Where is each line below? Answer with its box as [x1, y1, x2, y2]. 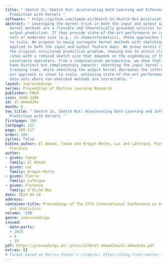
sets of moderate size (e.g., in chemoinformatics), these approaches [9, 35, 159, 40]
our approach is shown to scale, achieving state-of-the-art [9, 72, 139, 77]
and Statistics [9, 206, 41, 211]
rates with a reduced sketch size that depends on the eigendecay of [9, 53, 157, 59]
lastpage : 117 [5, 123, 35, 128]
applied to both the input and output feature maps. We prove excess [9, 44, 157, 49]
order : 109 [5, 132, 28, 137]
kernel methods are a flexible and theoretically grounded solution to [9, 26, 162, 31]
